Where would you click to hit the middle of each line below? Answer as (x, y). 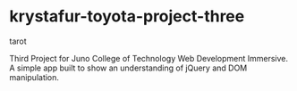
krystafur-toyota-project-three (127, 17)
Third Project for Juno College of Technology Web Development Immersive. (149, 58)
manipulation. (34, 77)
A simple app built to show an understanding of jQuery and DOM (128, 68)
